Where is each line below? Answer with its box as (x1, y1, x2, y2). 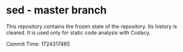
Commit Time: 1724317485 (6, 40, 70, 47)
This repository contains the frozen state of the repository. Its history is (6, 23, 177, 30)
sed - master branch (6, 4, 107, 17)
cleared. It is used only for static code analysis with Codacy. (6, 29, 151, 36)
